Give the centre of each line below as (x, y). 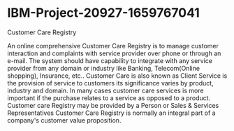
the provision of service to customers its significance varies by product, (111, 83)
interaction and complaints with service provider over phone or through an (114, 53)
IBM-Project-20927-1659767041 (104, 13)
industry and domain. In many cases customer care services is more (105, 90)
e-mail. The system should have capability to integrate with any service (110, 60)
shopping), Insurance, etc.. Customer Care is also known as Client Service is (117, 76)
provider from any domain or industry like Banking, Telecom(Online (104, 68)
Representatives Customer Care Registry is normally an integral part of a (111, 113)
